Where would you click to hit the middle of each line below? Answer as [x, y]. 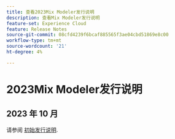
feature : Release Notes [37, 29]
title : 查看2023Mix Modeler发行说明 [50, 12]
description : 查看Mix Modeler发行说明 [53, 18]
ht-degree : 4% [25, 52]
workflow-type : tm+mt [34, 40]
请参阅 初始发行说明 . [32, 130]
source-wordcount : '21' [37, 47]
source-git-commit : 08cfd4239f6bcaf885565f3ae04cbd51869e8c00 [87, 35]
